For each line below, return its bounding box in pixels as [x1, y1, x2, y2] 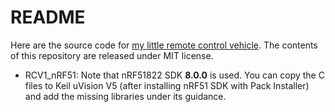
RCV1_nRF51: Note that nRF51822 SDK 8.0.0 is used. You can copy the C [24, 69, 325, 81]
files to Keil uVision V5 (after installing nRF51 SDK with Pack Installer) [24, 79, 310, 91]
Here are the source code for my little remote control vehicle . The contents [10, 39, 318, 51]
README [10, 6, 86, 29]
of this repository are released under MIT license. [10, 49, 214, 61]
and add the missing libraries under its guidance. [24, 90, 227, 102]
